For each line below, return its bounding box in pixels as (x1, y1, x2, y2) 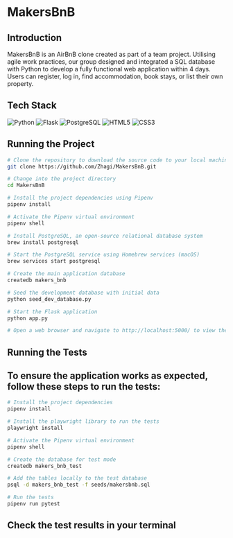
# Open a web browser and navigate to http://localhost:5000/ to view (7, 327, 216, 334)
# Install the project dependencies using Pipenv (7, 195, 154, 202)
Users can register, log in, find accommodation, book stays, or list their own (7, 72, 223, 80)
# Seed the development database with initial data (7, 289, 159, 296)
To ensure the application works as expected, (7, 370, 208, 382)
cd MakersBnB (7, 182, 45, 189)
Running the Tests (7, 346, 88, 358)
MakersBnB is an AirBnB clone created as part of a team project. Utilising (7, 50, 216, 58)
